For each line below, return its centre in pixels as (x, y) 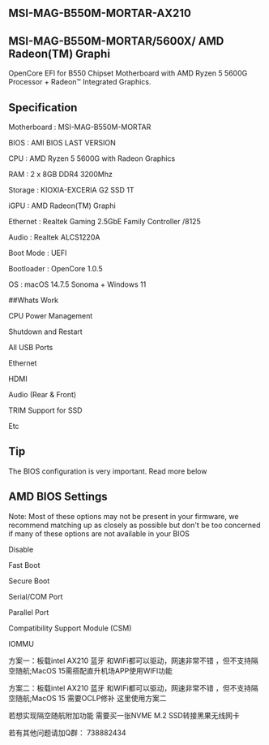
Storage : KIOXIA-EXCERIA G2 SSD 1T (72, 190)
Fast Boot (24, 565)
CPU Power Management (51, 316)
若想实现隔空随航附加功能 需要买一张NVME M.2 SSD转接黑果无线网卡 (124, 715)
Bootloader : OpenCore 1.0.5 (56, 269)
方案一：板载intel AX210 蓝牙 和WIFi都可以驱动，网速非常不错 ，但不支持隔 (133, 661)
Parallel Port (29, 612)
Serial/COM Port (36, 596)
